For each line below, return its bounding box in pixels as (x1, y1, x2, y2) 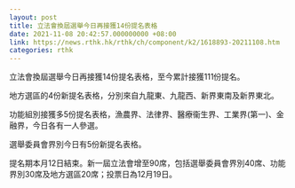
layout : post (9, 12, 58, 22)
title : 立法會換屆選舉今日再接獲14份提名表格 (9, 21, 158, 30)
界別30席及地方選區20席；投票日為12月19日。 (9, 169, 178, 180)
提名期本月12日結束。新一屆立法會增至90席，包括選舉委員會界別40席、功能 (9, 158, 286, 168)
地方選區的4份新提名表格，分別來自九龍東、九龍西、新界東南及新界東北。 (9, 90, 280, 101)
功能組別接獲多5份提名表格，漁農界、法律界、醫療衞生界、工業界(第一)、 (9, 109, 277, 120)
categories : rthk (9, 46, 74, 55)
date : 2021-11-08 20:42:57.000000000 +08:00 (9, 29, 177, 38)
